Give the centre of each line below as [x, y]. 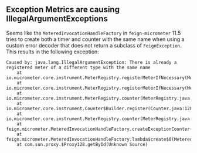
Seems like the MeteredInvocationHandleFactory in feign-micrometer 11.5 [94, 33]
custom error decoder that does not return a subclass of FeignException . [94, 45]
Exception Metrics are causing [63, 10]
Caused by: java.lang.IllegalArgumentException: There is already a [91, 62]
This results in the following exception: [53, 52]
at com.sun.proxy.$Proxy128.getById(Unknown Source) [82, 144]
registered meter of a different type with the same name [78, 67]
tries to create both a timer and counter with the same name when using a [95, 39]
